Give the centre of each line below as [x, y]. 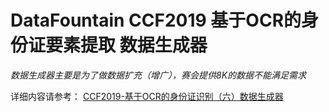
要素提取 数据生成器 [126, 45]
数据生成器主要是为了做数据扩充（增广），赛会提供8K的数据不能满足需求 [158, 75]
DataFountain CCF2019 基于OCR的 [156, 20]
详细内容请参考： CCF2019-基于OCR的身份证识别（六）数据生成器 [147, 96]
